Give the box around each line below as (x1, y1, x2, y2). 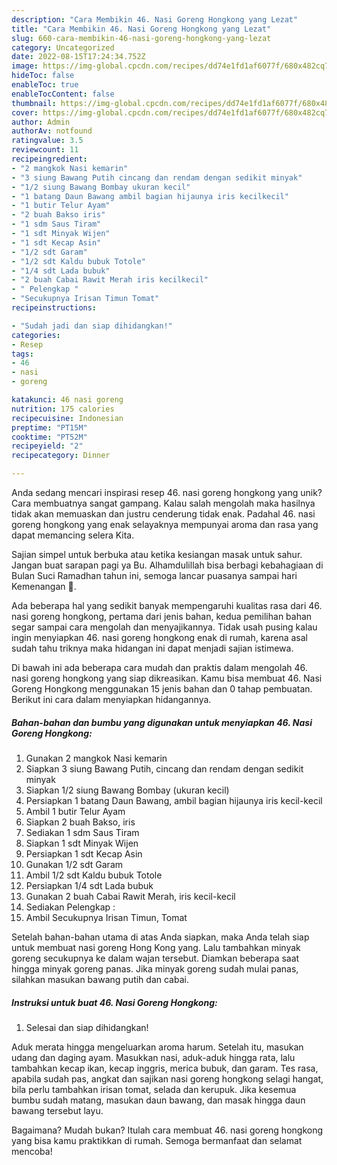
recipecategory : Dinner (11, 451, 111, 461)
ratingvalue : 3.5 (11, 136, 84, 146)
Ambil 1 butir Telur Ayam (25, 805, 126, 817)
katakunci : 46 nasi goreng (11, 395, 124, 405)
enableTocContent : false (11, 89, 115, 99)
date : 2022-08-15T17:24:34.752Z (11, 52, 146, 62)
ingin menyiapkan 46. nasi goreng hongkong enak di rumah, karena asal (11, 632, 308, 643)
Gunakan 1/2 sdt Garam (25, 858, 124, 870)
